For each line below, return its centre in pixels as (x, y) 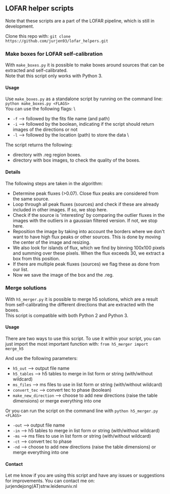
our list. (21, 269)
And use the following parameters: (42, 358)
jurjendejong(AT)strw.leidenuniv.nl (41, 486)
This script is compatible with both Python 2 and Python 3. (67, 315)
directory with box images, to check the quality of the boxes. (76, 160)
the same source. (31, 198)
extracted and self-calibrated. (37, 71)
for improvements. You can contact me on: (50, 481)
